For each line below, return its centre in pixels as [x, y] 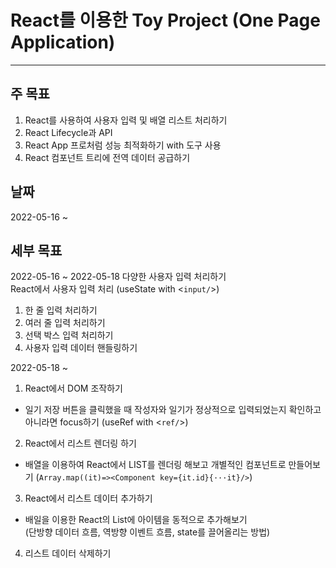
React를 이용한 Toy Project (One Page [165, 20]
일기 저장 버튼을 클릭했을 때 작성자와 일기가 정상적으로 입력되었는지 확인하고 [173, 410]
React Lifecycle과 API [68, 132]
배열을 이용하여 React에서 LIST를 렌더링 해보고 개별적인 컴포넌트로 [155, 465]
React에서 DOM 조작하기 [73, 388]
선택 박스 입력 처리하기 [69, 335]
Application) [63, 42]
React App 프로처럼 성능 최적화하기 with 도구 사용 [123, 145]
